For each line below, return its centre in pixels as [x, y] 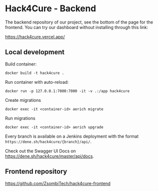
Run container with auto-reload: [37, 82]
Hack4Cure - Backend [51, 9]
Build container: [21, 64]
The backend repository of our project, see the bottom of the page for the [79, 22]
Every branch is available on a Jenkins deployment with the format [72, 136]
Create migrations [23, 100]
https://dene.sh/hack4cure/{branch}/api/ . [48, 141]
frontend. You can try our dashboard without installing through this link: [77, 27]
